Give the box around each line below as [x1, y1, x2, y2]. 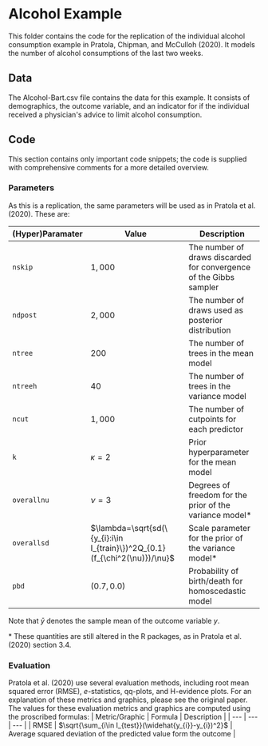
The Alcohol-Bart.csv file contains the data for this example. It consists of [8, 93, 250, 102]
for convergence [188, 261, 251, 273]
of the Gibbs [188, 271, 235, 282]
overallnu [12, 495, 49, 505]
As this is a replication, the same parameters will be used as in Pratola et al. [8, 201, 256, 210]
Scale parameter [188, 522, 251, 533]
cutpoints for [188, 413, 237, 425]
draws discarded [188, 251, 252, 262]
